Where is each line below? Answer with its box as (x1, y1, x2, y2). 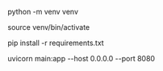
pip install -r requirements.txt (7, 38, 104, 48)
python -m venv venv (7, 7, 78, 16)
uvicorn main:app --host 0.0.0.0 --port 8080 (7, 54, 155, 63)
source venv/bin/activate (7, 23, 90, 31)
